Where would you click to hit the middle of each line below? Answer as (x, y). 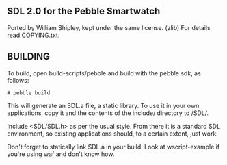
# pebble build (29, 93)
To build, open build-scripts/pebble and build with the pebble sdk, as (104, 73)
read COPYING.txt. (34, 35)
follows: (18, 80)
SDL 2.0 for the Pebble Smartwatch (84, 11)
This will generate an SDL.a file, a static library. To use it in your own (103, 105)
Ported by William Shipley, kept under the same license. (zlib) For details (109, 27)
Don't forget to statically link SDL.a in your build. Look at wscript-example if (113, 147)
